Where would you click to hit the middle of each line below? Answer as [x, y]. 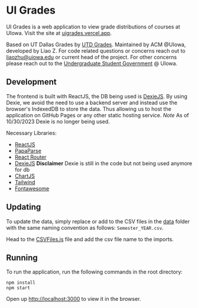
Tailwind [25, 182]
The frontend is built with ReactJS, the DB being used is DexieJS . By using [97, 96]
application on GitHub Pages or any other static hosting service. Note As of [98, 115]
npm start [18, 288]
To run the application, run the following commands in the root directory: [95, 272]
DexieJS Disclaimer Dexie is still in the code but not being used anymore [103, 163]
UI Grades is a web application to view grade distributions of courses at [93, 27]
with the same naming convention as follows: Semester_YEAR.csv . [85, 227]
